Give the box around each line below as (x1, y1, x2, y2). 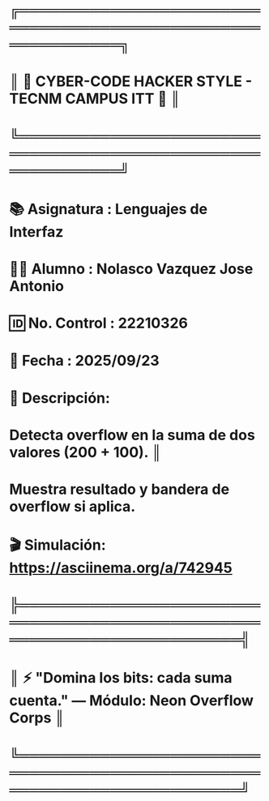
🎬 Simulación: (9, 536, 106, 555)
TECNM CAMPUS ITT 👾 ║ (9, 90, 181, 108)
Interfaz (9, 222, 64, 241)
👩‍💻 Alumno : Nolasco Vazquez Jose (9, 259, 254, 278)
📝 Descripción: (9, 388, 110, 407)
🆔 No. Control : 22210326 (9, 314, 189, 332)
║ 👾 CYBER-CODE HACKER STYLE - (9, 72, 253, 91)
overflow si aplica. (9, 497, 136, 516)
